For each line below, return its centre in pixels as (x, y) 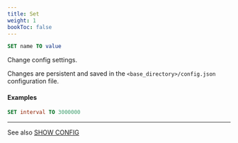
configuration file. (33, 81)
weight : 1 (22, 21)
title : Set (23, 14)
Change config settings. (42, 60)
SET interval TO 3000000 (44, 113)
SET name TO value (34, 47)
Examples (22, 97)
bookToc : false (30, 27)
